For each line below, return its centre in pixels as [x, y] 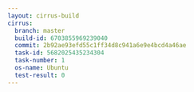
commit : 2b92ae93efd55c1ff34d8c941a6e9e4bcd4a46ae [101, 46]
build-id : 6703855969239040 [61, 38]
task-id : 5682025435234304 [59, 53]
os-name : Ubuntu [42, 68]
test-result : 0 [40, 75]
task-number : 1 [40, 61]
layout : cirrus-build [44, 16]
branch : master [40, 30]
